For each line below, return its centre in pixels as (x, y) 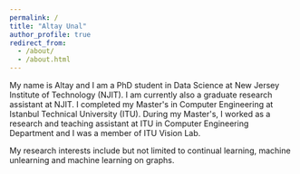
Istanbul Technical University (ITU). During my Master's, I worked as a (140, 114)
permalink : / (34, 18)
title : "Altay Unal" (48, 26)
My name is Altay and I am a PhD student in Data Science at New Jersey (145, 85)
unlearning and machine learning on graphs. (92, 160)
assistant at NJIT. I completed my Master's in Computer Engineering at (141, 104)
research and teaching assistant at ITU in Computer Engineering (129, 124)
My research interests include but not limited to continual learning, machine (150, 151)
